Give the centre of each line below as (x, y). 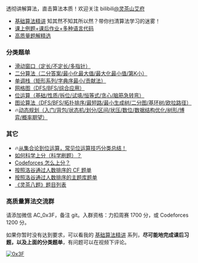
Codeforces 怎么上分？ (42, 162)
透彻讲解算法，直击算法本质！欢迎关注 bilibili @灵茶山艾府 (75, 8)
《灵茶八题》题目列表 (40, 185)
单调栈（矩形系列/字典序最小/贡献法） (60, 81)
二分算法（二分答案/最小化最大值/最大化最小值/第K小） (81, 74)
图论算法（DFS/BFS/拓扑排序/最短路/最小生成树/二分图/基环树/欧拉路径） (103, 103)
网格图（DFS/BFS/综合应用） (50, 88)
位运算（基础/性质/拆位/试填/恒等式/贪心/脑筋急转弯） (80, 95)
